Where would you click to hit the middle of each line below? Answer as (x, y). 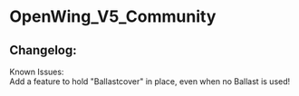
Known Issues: (37, 72)
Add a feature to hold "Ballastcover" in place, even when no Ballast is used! (150, 82)
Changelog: (43, 50)
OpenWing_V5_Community (113, 17)
